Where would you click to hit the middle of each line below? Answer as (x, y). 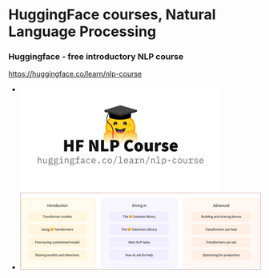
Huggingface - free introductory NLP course (96, 57)
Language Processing (82, 32)
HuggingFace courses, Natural (112, 15)
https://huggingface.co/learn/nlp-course (75, 74)
